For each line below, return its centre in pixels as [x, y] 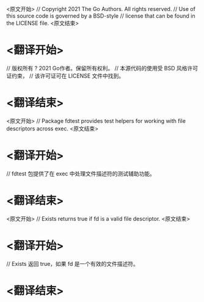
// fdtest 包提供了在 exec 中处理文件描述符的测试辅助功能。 [81, 174]
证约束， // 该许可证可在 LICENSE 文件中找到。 [65, 76]
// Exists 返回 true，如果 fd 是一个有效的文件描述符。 [73, 263]
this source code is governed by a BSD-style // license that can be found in [101, 16]
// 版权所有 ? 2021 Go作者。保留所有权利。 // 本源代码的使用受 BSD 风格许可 [102, 68]
